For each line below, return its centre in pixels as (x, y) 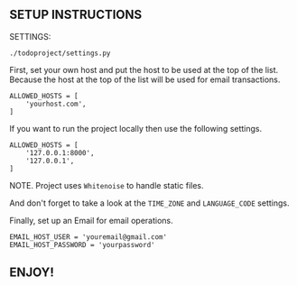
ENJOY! (32, 273)
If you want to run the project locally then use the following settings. (136, 128)
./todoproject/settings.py (60, 53)
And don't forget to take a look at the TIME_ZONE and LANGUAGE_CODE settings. (149, 203)
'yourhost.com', (56, 104)
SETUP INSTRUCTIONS (76, 15)
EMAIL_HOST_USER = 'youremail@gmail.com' (88, 237)
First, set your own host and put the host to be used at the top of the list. (144, 69)
